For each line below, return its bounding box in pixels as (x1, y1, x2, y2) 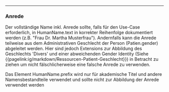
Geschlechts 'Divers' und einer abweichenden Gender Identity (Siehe (5, 51, 149, 57)
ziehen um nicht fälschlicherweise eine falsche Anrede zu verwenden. (5, 61, 151, 68)
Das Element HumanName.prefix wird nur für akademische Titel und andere (5, 71, 162, 77)
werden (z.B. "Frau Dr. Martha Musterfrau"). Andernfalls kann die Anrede (5, 35, 157, 41)
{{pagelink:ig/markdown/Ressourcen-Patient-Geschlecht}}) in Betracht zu (5, 56, 158, 62)
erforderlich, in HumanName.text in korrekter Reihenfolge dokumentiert (5, 30, 153, 36)
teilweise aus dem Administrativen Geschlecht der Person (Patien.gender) (5, 40, 158, 46)
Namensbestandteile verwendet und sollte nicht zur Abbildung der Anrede (5, 76, 159, 83)
